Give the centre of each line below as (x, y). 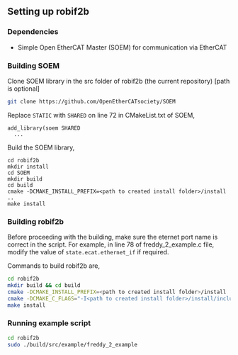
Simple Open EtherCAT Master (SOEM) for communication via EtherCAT (122, 47)
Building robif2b (36, 221)
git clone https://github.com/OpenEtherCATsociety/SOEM (91, 101)
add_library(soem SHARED (44, 128)
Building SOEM (34, 65)
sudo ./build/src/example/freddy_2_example (73, 344)
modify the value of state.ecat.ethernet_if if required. (88, 252)
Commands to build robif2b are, (54, 266)
